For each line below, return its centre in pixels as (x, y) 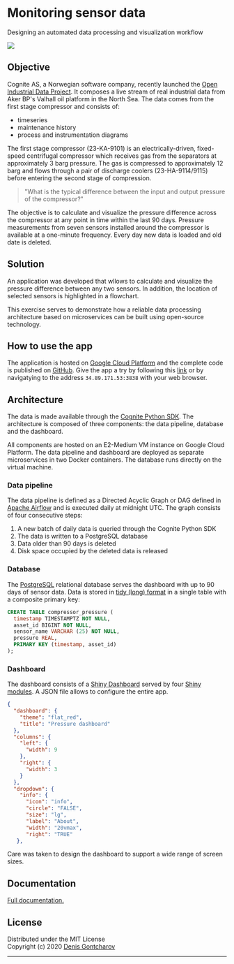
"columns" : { (32, 737)
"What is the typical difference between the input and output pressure (125, 191)
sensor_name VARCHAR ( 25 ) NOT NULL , (67, 631)
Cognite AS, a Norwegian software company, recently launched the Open (112, 84)
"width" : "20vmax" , (54, 828)
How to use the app (50, 346)
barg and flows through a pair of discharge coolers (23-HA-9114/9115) (108, 170)
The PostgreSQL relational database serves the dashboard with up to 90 (111, 584)
